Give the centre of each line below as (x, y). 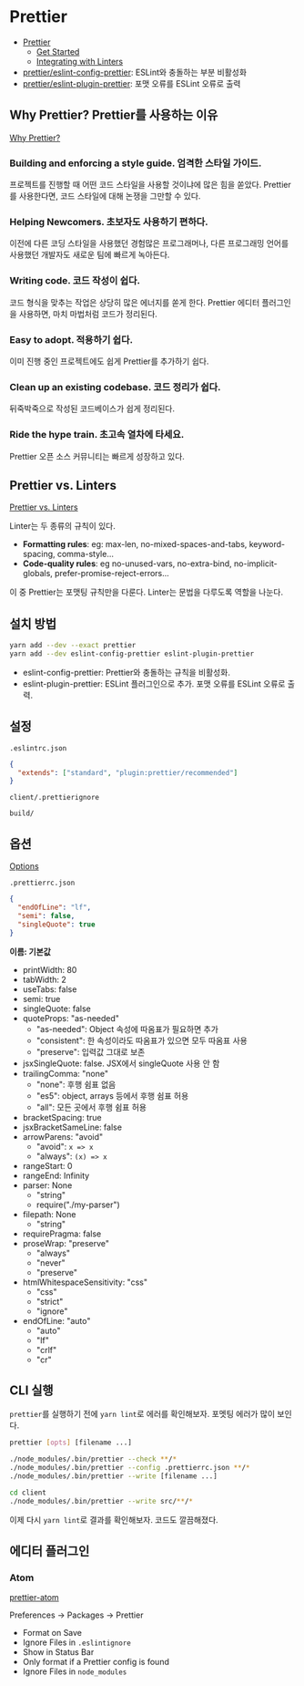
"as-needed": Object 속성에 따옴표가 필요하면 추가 (127, 1029)
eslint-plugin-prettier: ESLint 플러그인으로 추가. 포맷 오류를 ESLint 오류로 (154, 683)
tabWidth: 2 (44, 979)
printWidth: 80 (50, 969)
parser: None (47, 1185)
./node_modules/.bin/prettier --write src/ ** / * (101, 1501)
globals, (37, 574)
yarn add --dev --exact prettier (73, 646)
